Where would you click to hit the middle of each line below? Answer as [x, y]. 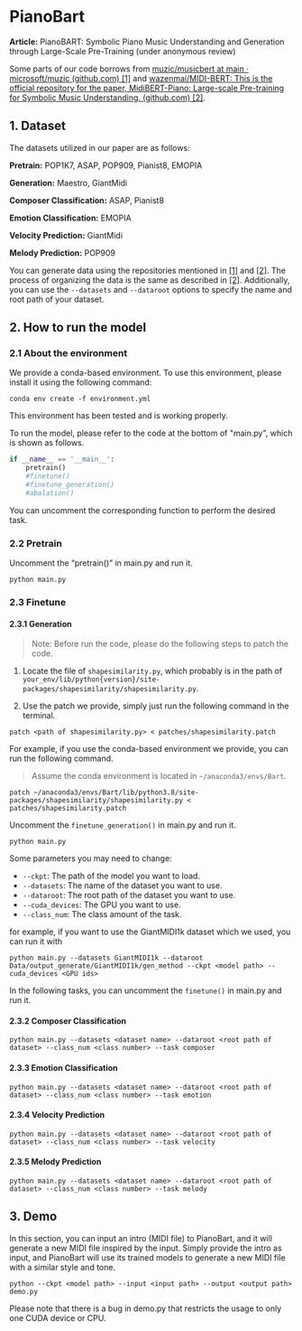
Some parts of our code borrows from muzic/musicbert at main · [129, 69]
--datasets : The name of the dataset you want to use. [122, 886]
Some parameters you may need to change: [91, 858]
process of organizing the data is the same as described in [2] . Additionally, [150, 280]
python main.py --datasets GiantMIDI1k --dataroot [106, 958]
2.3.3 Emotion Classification [64, 1068]
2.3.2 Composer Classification [68, 1021]
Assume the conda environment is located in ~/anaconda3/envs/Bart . [159, 776]
